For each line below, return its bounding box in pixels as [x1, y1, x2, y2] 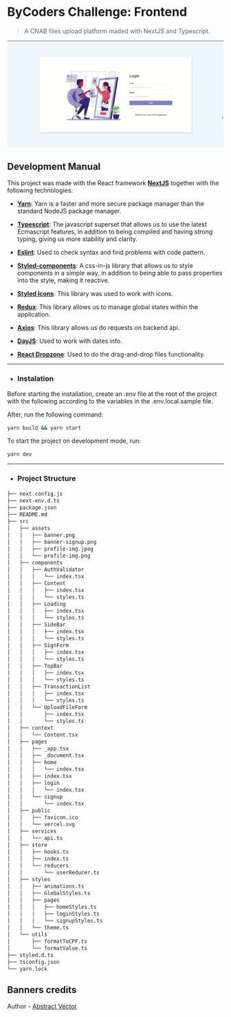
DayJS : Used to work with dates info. [16, 337, 122, 345]
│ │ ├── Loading [7, 600, 67, 607]
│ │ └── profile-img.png [7, 552, 91, 559]
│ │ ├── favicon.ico [7, 814, 78, 821]
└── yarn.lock [7, 965, 48, 972]
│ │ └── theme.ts [7, 924, 69, 931]
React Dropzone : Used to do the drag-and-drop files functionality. [16, 350, 206, 359]
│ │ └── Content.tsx [7, 731, 78, 738]
